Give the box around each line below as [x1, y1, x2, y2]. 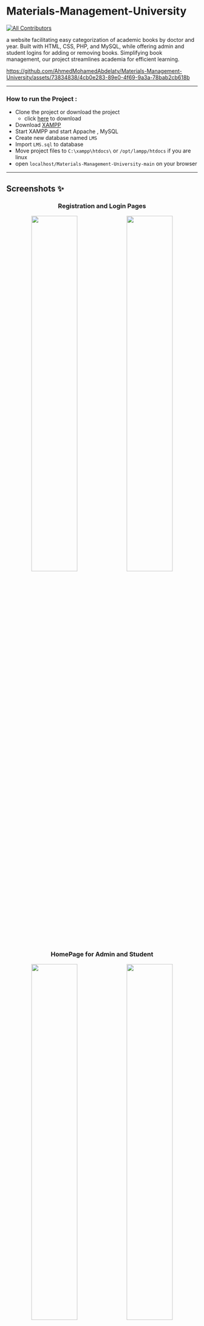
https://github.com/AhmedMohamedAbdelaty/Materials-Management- [6, 67, 182, 74]
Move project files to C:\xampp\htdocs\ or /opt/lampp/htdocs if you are [15, 147, 191, 154]
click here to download [24, 115, 82, 122]
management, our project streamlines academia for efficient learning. [6, 55, 180, 63]
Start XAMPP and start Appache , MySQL [15, 128, 118, 135]
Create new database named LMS [15, 134, 97, 142]
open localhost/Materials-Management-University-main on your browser [15, 160, 197, 168]
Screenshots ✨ [6, 184, 64, 194]
